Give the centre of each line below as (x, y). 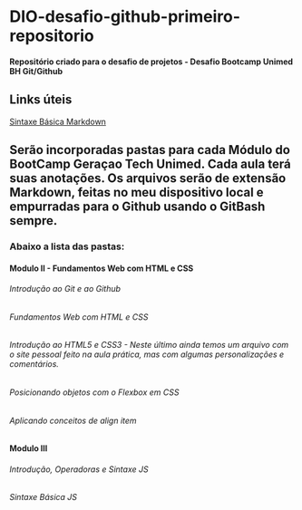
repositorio (52, 36)
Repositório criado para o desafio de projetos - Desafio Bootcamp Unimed (151, 62)
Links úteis (41, 100)
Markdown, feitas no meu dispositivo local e (137, 192)
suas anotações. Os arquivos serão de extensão (148, 178)
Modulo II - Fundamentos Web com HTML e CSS (102, 268)
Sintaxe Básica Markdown (58, 121)
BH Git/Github (36, 71)
